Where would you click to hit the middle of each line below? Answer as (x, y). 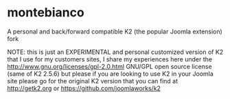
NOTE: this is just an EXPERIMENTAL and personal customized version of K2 (115, 52)
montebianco (46, 13)
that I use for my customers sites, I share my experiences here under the (110, 59)
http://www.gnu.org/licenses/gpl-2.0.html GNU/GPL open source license (110, 66)
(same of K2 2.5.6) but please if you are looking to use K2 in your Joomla (111, 74)
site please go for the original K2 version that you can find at (93, 81)
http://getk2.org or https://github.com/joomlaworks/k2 (84, 88)
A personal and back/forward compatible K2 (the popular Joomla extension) (115, 31)
